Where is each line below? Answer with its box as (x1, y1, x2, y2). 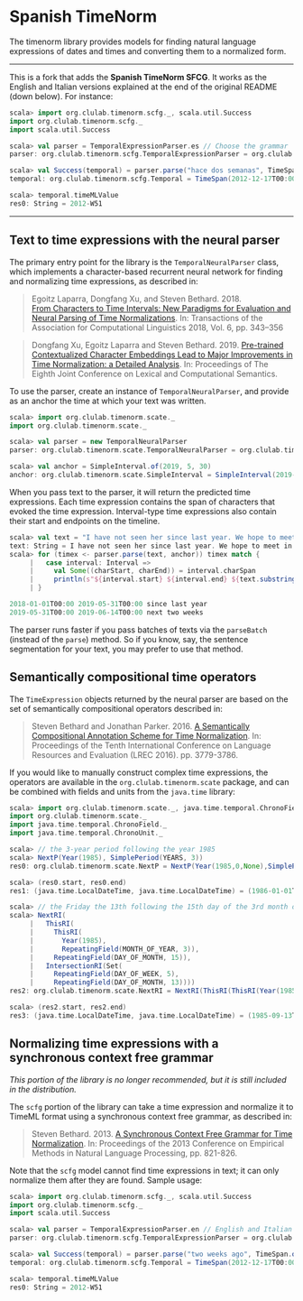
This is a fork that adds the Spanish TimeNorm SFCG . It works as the (9, 71, 268, 82)
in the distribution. (9, 1084, 77, 1094)
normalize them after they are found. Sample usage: (9, 1175, 203, 1186)
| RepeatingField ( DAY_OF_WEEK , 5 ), (29, 970, 179, 979)
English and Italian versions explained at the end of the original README (9, 81, 278, 92)
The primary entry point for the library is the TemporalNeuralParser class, (9, 256, 280, 267)
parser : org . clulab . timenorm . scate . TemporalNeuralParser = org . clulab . (9, 446, 284, 455)
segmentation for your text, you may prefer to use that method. (9, 643, 243, 654)
